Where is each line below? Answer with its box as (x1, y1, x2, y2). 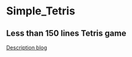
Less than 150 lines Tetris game (6, 28, 127, 38)
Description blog (6, 44, 47, 51)
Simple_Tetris (6, 4, 76, 18)
